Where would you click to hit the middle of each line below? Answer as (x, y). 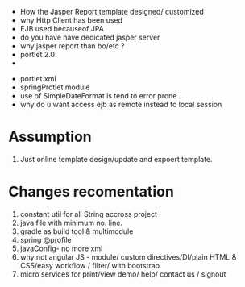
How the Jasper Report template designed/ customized (112, 12)
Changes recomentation (91, 192)
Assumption (50, 137)
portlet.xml (38, 79)
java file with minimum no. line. (71, 223)
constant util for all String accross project (88, 214)
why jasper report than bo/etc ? (72, 46)
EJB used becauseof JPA (62, 29)
